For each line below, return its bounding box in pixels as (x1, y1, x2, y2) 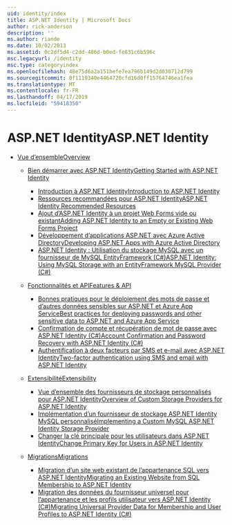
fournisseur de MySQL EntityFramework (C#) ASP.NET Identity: (37, 253, 217, 261)
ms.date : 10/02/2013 (7, 42, 67, 49)
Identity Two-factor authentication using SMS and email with (37, 353, 209, 362)
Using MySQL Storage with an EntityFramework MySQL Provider (37, 260, 222, 268)
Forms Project (37, 223, 78, 232)
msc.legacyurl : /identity (7, 55, 81, 62)
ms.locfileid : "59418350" (7, 100, 81, 107)
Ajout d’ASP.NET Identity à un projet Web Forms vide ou (37, 209, 197, 217)
